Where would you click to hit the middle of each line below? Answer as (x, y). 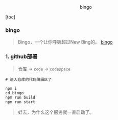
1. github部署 (21, 56)
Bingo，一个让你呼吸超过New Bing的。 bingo (65, 42)
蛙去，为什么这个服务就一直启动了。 (56, 112)
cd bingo (15, 93)
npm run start (20, 102)
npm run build (20, 97)
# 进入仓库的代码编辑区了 (29, 79)
